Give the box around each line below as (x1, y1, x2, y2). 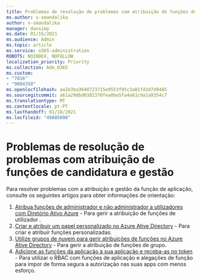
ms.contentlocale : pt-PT (6, 103, 68, 109)
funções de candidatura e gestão (6, 166, 174, 179)
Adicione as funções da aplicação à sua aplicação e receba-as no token (14, 248, 193, 255)
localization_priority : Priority (6, 59, 90, 65)
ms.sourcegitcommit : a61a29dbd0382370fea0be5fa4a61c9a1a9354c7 (6, 92, 167, 98)
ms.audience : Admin (6, 36, 55, 42)
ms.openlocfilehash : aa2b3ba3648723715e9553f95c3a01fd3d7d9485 (6, 87, 167, 93)
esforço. (14, 267, 36, 274)
